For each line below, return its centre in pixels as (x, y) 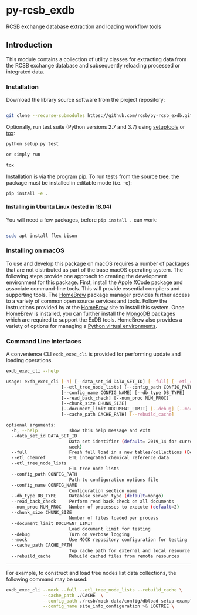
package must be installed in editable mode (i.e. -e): (69, 182)
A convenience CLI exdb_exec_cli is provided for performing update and (94, 354)
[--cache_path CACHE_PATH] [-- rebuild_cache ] (118, 415)
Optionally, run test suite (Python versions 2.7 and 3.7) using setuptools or (96, 126)
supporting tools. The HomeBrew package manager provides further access (98, 295)
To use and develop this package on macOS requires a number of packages (98, 263)
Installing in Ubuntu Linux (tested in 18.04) (59, 207)
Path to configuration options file (114, 480)
